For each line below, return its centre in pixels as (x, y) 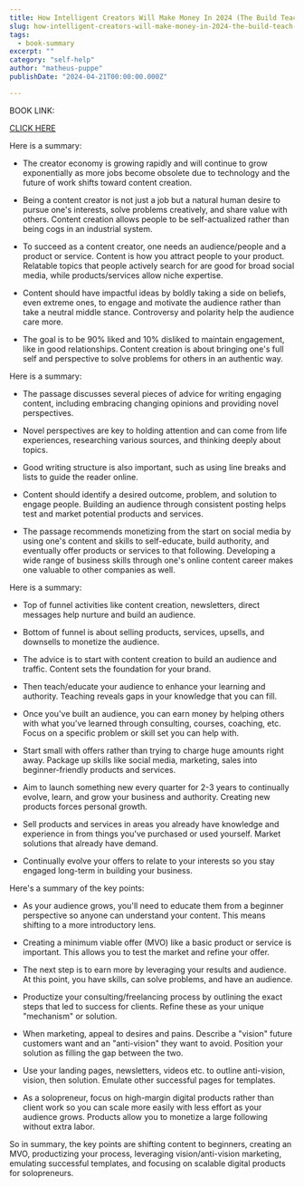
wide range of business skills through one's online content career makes (158, 560)
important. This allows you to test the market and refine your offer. (146, 951)
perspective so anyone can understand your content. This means (144, 915)
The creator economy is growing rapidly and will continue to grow (145, 163)
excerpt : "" (32, 52)
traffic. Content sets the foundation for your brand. (117, 669)
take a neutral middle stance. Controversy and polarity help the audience (158, 312)
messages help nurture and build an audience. (109, 614)
